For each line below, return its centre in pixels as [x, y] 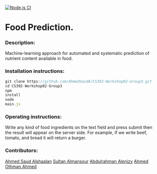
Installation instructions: [35, 71]
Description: [20, 43]
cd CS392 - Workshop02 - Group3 [34, 86]
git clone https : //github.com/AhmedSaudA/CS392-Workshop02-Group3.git [78, 81]
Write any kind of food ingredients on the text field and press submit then [79, 127]
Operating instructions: [34, 117]
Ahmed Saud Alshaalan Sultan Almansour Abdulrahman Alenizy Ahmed [77, 161]
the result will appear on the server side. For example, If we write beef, [76, 133]
